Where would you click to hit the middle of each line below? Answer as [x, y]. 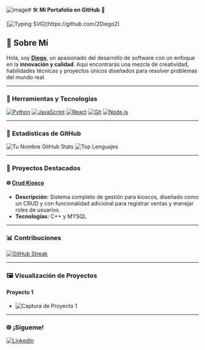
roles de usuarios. [38, 210]
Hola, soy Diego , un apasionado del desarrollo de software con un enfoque [101, 57]
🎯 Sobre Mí [27, 43]
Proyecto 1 [20, 292]
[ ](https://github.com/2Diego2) [63, 24]
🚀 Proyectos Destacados [44, 168]
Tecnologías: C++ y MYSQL [51, 216]
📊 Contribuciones [34, 238]
